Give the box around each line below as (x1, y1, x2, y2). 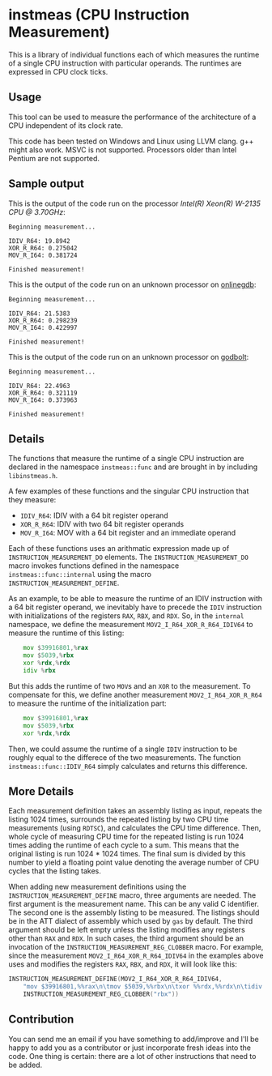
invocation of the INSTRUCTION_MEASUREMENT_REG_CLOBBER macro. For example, (8, 942, 264, 952)
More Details (8, 784, 74, 798)
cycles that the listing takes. (8, 866, 101, 876)
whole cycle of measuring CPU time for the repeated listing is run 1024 (8, 832, 244, 842)
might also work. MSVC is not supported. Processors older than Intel (8, 144, 237, 155)
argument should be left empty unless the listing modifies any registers (8, 925, 245, 935)
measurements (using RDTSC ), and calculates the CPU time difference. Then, (8, 823, 261, 833)
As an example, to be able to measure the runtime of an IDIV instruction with (8, 594, 263, 604)
